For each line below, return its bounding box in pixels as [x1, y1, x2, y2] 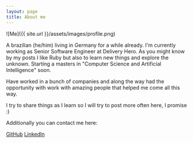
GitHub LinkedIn [6, 130, 45, 138]
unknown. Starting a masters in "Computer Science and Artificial [6, 60, 162, 67]
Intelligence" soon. [6, 66, 51, 73]
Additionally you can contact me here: [6, 119, 98, 126]
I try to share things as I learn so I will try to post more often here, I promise [6, 101, 187, 108]
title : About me [6, 14, 46, 20]
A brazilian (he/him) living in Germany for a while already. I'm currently [6, 42, 176, 49]
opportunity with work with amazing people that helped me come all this [6, 84, 180, 91]
